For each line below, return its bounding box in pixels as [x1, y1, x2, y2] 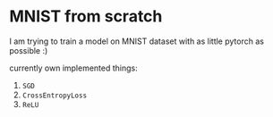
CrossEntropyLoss [21, 91, 88, 100]
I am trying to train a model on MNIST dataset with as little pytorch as [9, 36, 264, 46]
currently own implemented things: [9, 63, 139, 73]
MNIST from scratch [9, 6, 163, 27]
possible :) [9, 45, 48, 55]
